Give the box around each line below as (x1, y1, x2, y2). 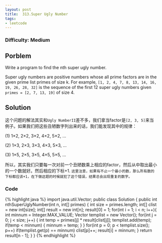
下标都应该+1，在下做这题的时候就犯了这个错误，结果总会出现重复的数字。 (5, 174, 132, 179)
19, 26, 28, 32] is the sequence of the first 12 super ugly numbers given (5, 84, 152, 90)
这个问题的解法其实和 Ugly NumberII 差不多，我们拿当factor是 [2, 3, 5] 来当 (5, 117, 154, 123)
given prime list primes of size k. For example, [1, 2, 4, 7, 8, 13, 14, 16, (5, 79, 157, 85)
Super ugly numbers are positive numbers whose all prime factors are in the (5, 74, 157, 80)
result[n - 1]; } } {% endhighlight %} (5, 233, 76, 239)
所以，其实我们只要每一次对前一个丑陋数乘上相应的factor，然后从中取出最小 (5, 161, 157, 168)
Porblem (5, 52, 32, 60)
